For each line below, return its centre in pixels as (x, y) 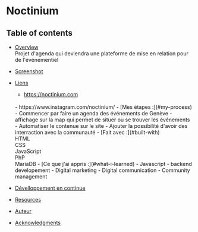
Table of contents (39, 33)
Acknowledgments (38, 222)
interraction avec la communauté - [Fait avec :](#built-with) (87, 132)
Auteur (23, 211)
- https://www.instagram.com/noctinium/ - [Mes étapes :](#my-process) (103, 107)
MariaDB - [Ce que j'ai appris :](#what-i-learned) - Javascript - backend (103, 164)
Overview (26, 47)
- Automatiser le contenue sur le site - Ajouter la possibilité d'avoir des (101, 126)
